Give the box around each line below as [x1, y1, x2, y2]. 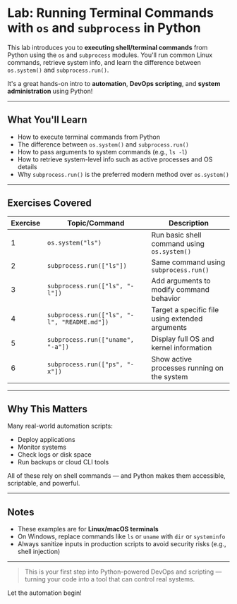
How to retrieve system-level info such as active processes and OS [17, 155, 213, 164]
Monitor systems [17, 443, 67, 452]
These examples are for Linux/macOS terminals [17, 525, 159, 534]
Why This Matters [7, 403, 88, 415]
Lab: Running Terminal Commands [7, 5, 214, 21]
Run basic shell [151, 230, 202, 240]
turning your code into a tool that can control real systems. [24, 575, 195, 584]
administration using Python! [7, 87, 93, 95]
